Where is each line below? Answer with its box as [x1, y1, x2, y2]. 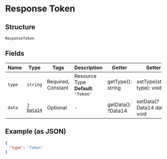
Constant [47, 84, 69, 91]
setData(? [136, 98, 160, 105]
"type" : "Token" [9, 145, 43, 150]
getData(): [107, 101, 131, 108]
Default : [74, 85, 93, 92]
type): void [136, 84, 162, 91]
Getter [111, 64, 128, 71]
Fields [5, 49, 25, 58]
